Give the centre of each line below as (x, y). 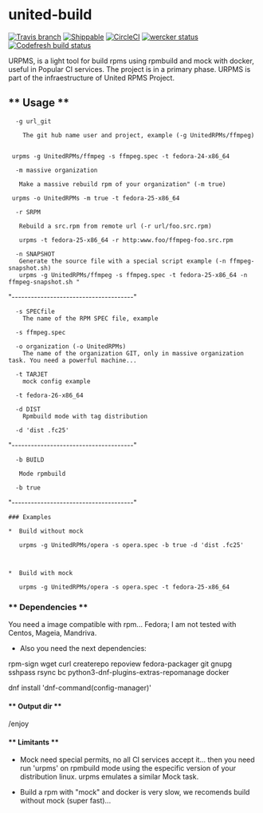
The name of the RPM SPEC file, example (90, 318)
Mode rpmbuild (42, 474)
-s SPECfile (35, 311)
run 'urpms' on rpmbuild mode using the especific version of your (128, 768)
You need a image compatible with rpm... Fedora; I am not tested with (122, 625)
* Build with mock (41, 573)
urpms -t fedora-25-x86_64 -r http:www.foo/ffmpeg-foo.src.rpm (126, 240)
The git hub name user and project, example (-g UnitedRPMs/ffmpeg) (139, 135)
